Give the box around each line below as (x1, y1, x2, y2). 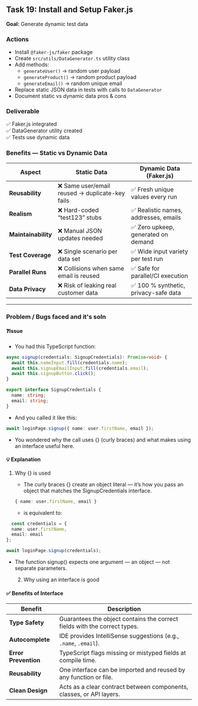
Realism (9, 210, 32, 218)
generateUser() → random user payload (23, 67, 121, 74)
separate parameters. (14, 565, 68, 572)
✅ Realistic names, (131, 206, 183, 214)
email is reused (58, 272, 100, 280)
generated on (131, 230, 169, 238)
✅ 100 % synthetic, (131, 281, 186, 289)
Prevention (9, 656, 41, 665)
